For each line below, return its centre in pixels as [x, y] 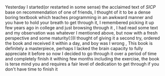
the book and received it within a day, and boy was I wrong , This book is [79, 43]
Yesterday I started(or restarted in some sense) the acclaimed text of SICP [81, 7]
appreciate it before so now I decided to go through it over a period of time [81, 54]
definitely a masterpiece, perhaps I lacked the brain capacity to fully [74, 48]
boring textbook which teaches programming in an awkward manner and [79, 17]
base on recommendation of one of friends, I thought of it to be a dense [78, 12]
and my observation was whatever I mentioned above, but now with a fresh [81, 33]
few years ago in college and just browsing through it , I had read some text [82, 28]
